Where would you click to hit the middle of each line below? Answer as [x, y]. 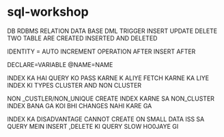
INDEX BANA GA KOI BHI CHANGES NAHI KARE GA [80, 105]
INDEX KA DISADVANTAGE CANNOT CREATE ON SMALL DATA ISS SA [106, 119]
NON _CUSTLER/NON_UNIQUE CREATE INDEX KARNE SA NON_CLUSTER [111, 98]
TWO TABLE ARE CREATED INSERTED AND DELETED [82, 38]
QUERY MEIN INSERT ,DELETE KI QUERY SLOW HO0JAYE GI [93, 126]
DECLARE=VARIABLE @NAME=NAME [60, 64]
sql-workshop [48, 12]
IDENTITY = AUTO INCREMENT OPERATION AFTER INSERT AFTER [101, 51]
